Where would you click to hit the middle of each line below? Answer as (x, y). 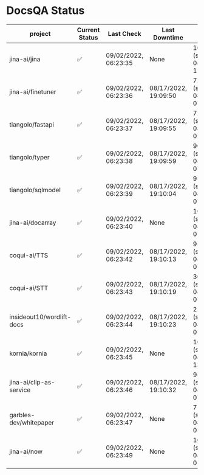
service (20, 390)
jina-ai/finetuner (33, 92)
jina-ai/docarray (33, 223)
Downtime (168, 37)
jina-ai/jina (25, 59)
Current (88, 30)
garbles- (22, 415)
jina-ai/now (26, 451)
